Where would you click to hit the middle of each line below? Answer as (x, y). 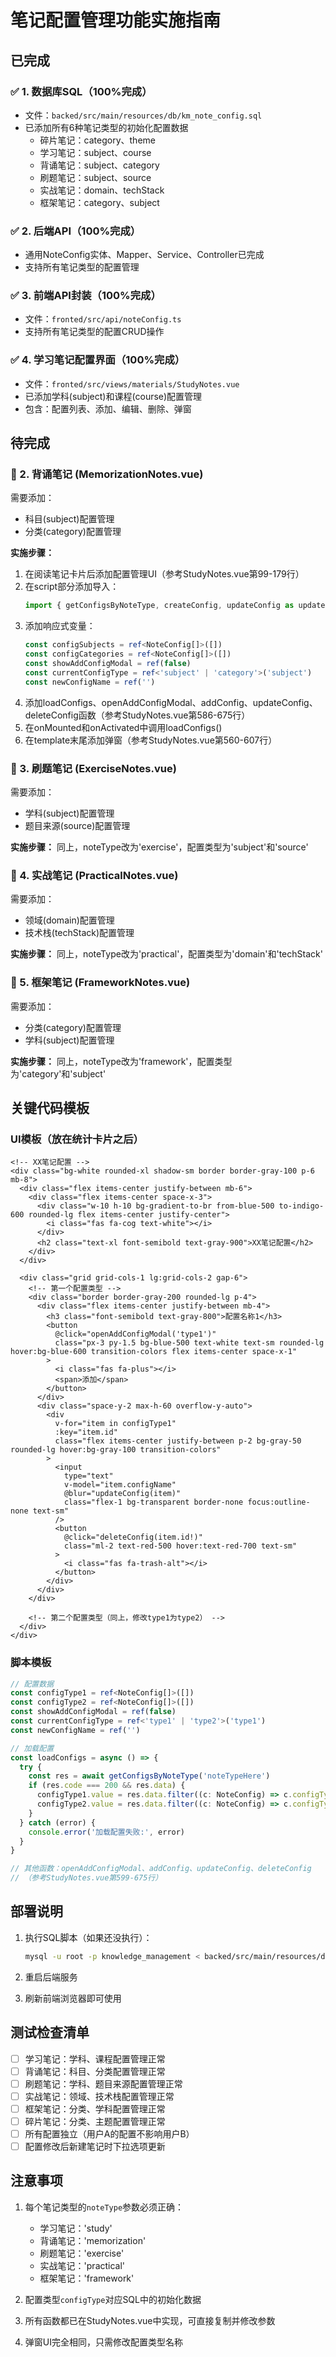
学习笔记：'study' (76, 2228)
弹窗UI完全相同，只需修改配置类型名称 (103, 2342)
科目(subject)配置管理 (69, 519)
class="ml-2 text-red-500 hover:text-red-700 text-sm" (180, 1546)
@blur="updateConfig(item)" (122, 1494)
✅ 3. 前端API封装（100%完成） (86, 296)
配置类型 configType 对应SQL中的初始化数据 (113, 2299)
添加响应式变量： (60, 626)
